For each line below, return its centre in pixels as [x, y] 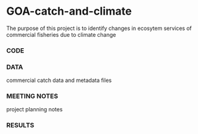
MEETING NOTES [32, 96]
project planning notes [34, 110]
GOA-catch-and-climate [69, 11]
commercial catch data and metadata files [59, 80]
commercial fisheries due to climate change [61, 34]
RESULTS [20, 125]
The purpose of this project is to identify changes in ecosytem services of [99, 28]
